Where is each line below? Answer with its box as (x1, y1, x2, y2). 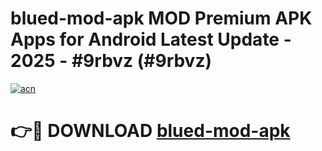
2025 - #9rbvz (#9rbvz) (10, 50, 212, 72)
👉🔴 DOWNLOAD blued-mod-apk (10, 120, 291, 142)
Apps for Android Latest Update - (10, 28, 292, 51)
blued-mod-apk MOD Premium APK (10, 7, 313, 30)
